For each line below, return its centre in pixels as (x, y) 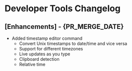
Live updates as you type (45, 54)
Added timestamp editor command (47, 38)
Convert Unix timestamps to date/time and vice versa (73, 44)
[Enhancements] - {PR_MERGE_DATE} (64, 27)
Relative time (32, 64)
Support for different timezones (51, 49)
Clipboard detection (39, 59)
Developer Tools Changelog (63, 9)
